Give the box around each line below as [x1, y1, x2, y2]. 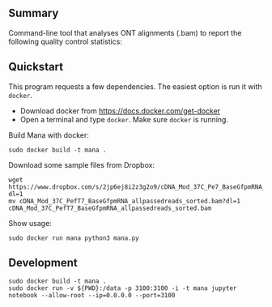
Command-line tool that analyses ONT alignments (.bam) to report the [8, 28, 242, 37]
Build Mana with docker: [8, 130, 89, 140]
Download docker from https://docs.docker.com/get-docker [19, 105, 221, 116]
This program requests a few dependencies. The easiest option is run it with [8, 81, 262, 92]
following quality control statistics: [8, 36, 123, 46]
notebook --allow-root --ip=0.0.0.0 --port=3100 [8, 292, 176, 300]
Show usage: [8, 218, 53, 228]
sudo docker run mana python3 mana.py [8, 234, 139, 242]
